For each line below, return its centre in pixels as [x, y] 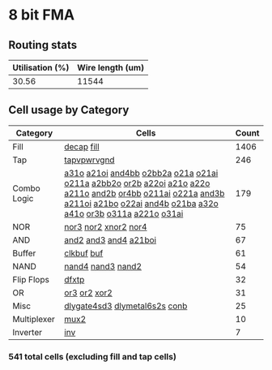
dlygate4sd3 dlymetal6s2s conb [126, 306]
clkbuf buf [84, 253]
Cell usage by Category [69, 110]
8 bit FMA [42, 15]
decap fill [82, 146]
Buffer [24, 253]
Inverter [28, 332]
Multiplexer [34, 319]
